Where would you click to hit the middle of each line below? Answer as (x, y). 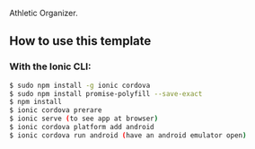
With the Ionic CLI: (50, 66)
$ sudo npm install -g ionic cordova (80, 85)
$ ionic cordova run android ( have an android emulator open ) (128, 135)
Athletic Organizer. (44, 13)
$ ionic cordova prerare (56, 110)
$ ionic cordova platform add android (82, 127)
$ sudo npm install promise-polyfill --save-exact (106, 93)
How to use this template (80, 41)
